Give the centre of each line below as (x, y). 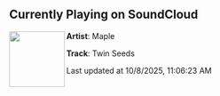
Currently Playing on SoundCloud (104, 15)
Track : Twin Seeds (101, 53)
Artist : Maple (90, 36)
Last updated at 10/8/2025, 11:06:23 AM (139, 70)
